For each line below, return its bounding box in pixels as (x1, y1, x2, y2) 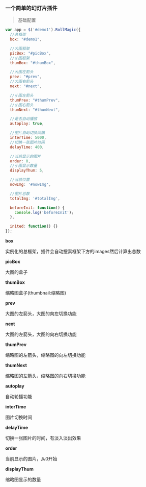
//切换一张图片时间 (10, 139, 45, 145)
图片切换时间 (5, 415, 32, 421)
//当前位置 (10, 177, 30, 182)
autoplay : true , (10, 121, 44, 126)
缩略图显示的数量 (5, 476, 41, 483)
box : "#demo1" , (10, 37, 42, 42)
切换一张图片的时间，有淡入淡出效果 (5, 435, 81, 441)
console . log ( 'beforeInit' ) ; (14, 210, 74, 215)
